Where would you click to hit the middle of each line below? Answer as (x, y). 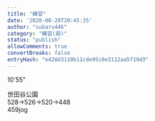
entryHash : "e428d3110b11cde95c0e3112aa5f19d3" (78, 60)
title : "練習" (27, 14)
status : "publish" (34, 40)
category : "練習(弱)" (37, 33)
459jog (18, 109)
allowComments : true (38, 46)
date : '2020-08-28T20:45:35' (50, 20)
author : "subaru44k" (38, 27)
